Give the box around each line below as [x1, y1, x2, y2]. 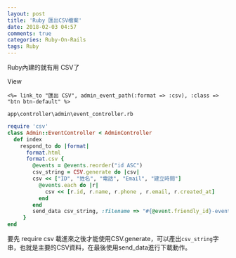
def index [13, 136, 42, 143]
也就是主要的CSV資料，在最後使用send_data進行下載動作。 [19, 243, 192, 252]
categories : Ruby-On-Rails [7, 37, 86, 44]
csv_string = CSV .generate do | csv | [32, 169, 140, 176]
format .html [25, 149, 61, 156]
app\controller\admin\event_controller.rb [7, 110, 133, 117]
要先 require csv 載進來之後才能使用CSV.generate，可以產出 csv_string [7, 235, 213, 243]
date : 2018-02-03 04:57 [7, 23, 77, 30]
